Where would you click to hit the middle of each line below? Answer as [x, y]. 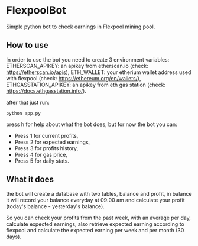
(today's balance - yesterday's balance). [55, 206]
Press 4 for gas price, [41, 154]
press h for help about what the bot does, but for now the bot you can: [92, 124]
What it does [30, 179]
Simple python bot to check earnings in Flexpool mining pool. [81, 27]
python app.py [24, 113]
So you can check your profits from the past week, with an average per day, [98, 218]
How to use [27, 45]
